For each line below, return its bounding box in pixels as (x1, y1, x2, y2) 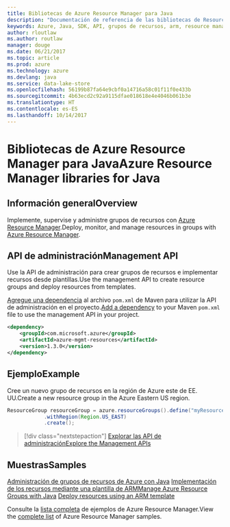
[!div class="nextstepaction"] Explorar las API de (23, 432, 162, 440)
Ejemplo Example (7, 368, 80, 380)
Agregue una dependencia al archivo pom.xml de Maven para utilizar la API (7, 296, 217, 305)
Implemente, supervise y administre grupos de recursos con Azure (7, 216, 196, 224)
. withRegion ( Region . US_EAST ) (43, 413, 127, 420)
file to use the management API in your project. (7, 311, 140, 319)
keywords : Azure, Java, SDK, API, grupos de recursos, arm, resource (7, 23, 210, 29)
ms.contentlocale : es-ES (7, 105, 78, 112)
